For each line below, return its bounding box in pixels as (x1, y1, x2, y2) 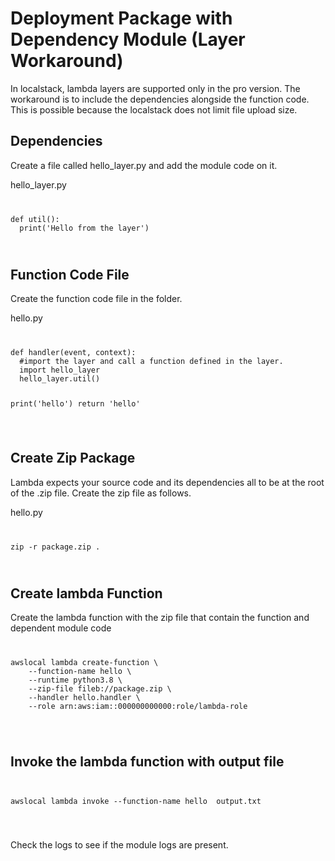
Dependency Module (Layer (10, 28, 246, 51)
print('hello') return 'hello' (10, 399, 141, 409)
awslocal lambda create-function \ (10, 658, 159, 668)
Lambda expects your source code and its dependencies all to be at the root (10, 476, 325, 488)
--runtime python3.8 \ (28, 675, 123, 686)
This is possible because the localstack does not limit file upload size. (10, 103, 298, 116)
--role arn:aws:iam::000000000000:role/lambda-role (28, 702, 248, 712)
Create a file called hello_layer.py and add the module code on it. (10, 159, 278, 171)
